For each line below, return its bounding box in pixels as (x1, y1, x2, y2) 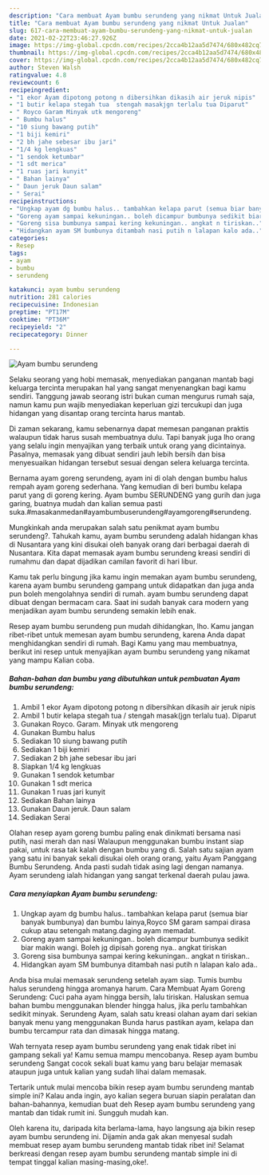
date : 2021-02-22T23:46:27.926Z (9, 34, 117, 42)
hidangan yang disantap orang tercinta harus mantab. (9, 409, 186, 418)
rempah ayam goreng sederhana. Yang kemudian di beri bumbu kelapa (9, 482, 243, 492)
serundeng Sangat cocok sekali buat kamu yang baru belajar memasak (9, 1058, 243, 1068)
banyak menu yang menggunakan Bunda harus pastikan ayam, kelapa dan (9, 1018, 254, 1027)
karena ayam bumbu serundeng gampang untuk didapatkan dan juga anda (9, 580, 255, 591)
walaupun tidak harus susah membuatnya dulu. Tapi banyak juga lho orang (9, 433, 255, 442)
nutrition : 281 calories (9, 293, 92, 302)
